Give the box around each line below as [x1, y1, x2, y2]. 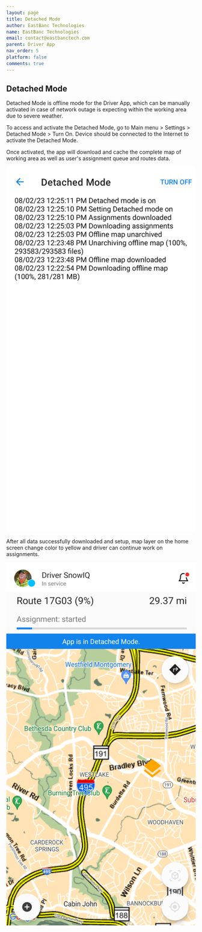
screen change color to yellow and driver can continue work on [6, 544, 164, 551]
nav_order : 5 [6, 48, 39, 54]
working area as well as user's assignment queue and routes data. [6, 155, 170, 162]
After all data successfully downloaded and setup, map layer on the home [6, 537, 189, 545]
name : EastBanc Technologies [6, 29, 79, 35]
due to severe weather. [6, 112, 63, 120]
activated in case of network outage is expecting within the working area [6, 106, 186, 113]
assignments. [6, 550, 40, 557]
